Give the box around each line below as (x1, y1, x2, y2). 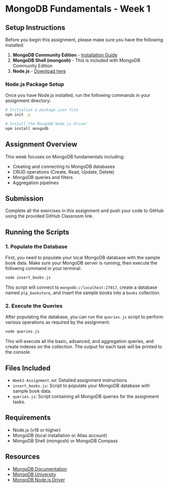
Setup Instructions (5, 23, 65, 32)
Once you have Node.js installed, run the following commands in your (5, 92, 151, 98)
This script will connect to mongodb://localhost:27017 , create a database (5, 284, 157, 290)
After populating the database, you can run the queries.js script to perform (5, 314, 163, 320)
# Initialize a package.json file (5, 108, 79, 113)
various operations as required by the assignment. (5, 319, 111, 325)
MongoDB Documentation (12, 466, 67, 472)
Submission (5, 194, 44, 203)
